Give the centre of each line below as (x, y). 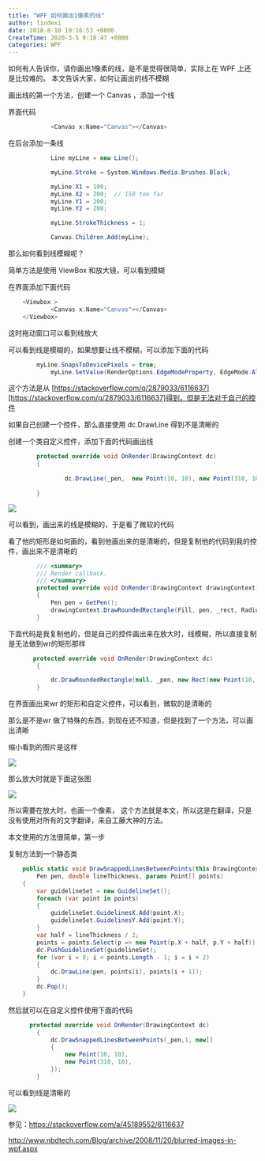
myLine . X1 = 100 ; (79, 187)
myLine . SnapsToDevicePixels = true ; (97, 365)
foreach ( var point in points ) (88, 898)
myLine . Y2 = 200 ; (79, 209)
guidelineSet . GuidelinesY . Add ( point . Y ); (118, 920)
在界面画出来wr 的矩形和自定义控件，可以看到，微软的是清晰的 (110, 704)
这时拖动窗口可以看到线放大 (53, 332)
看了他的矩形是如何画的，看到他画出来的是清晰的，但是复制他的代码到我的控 (132, 541)
